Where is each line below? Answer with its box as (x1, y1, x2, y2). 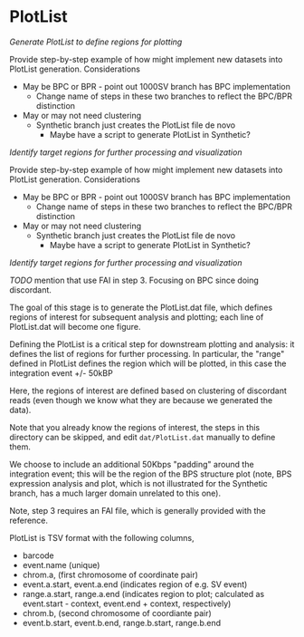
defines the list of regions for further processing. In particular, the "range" (9, 348, 285, 359)
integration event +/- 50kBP (9, 367, 113, 378)
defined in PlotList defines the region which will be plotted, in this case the (9, 358, 287, 369)
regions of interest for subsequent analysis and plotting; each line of (9, 311, 264, 323)
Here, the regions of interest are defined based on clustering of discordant (9, 385, 288, 396)
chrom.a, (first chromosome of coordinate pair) (22, 569, 199, 580)
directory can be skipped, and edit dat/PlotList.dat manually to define (9, 431, 276, 442)
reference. (9, 515, 48, 526)
